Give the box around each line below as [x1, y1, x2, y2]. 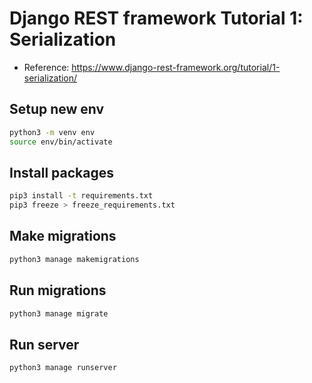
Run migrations [9, 282, 107, 299]
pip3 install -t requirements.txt [9, 191, 154, 201]
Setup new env [9, 101, 105, 118]
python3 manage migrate [9, 308, 109, 319]
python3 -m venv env [9, 127, 96, 137]
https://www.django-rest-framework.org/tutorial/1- [71, 61, 281, 73]
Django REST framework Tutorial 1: [9, 7, 304, 30]
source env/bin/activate [9, 137, 113, 147]
